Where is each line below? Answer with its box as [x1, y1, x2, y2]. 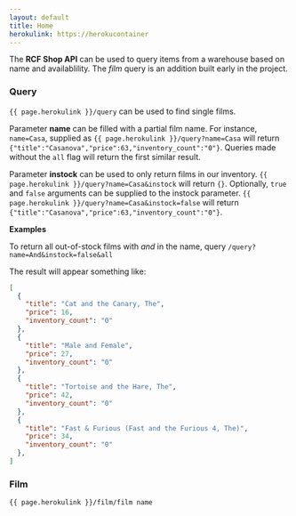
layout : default [9, 12, 69, 22]
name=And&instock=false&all [9, 250, 114, 259]
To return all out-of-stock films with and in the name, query [9, 241, 227, 252]
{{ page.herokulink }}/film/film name [9, 498, 153, 507]
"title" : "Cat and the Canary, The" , [25, 300, 165, 309]
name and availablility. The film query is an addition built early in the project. [9, 63, 289, 74]
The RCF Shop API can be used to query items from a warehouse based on [9, 54, 285, 65]
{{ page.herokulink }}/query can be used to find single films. [9, 106, 236, 117]
